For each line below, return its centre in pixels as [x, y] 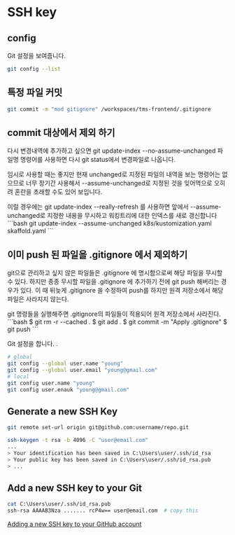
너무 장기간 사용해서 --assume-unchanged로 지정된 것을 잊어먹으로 [119, 183]
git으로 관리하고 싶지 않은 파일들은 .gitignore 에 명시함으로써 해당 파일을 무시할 [115, 273]
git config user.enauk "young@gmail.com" [69, 389]
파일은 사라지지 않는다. [38, 299]
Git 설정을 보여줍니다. [37, 56]
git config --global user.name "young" [65, 364]
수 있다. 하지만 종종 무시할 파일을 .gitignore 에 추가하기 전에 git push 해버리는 [113, 282]
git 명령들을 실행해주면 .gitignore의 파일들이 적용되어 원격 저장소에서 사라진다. [114, 314]
